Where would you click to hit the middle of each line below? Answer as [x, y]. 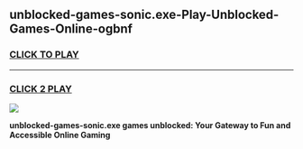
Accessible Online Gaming [60, 135]
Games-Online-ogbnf [71, 29]
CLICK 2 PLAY [41, 88]
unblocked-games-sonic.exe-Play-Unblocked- [144, 15]
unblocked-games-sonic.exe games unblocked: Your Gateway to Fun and [150, 125]
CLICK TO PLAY [44, 55]
